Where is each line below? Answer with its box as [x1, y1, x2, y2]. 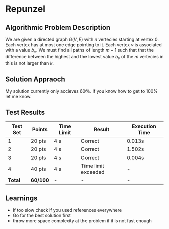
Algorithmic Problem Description [5, 23, 111, 32]
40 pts [31, 166, 46, 173]
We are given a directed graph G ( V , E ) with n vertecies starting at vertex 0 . [5, 36, 159, 42]
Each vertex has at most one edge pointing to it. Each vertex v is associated [5, 42, 162, 48]
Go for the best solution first [12, 212, 71, 219]
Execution [131, 123, 157, 130]
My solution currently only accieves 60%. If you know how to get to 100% [5, 88, 158, 94]
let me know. [5, 94, 32, 100]
